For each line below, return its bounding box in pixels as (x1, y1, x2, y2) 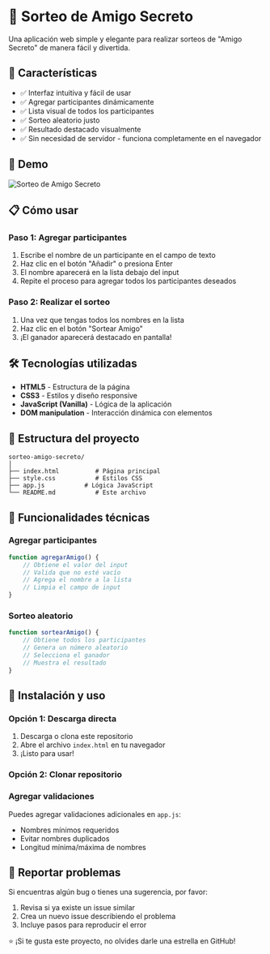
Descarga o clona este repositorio (19, 732, 133, 741)
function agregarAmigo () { (8, 553, 99, 561)
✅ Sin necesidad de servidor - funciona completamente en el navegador (19, 133, 262, 143)
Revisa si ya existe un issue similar (19, 903, 136, 913)
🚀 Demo (8, 157, 49, 171)
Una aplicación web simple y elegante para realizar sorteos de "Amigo (8, 34, 243, 44)
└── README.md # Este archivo (8, 488, 147, 497)
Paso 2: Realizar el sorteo (8, 296, 111, 307)
